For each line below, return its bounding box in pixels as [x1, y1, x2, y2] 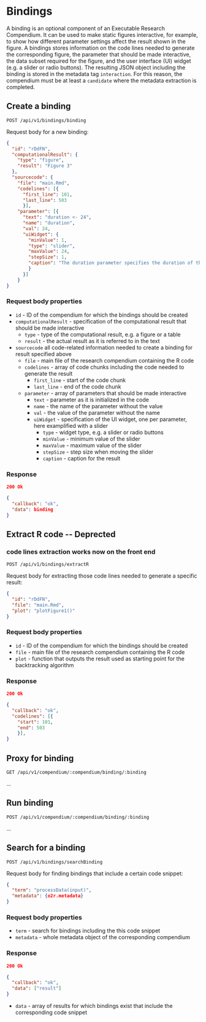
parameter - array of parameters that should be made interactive [24, 389, 187, 397]
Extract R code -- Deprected [6, 529, 116, 540]
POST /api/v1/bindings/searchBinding [6, 859, 103, 865]
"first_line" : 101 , [22, 192, 72, 198]
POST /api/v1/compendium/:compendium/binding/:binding [6, 814, 150, 820]
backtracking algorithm [15, 661, 74, 668]
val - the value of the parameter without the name [33, 409, 161, 416]
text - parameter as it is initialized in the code [33, 396, 149, 403]
